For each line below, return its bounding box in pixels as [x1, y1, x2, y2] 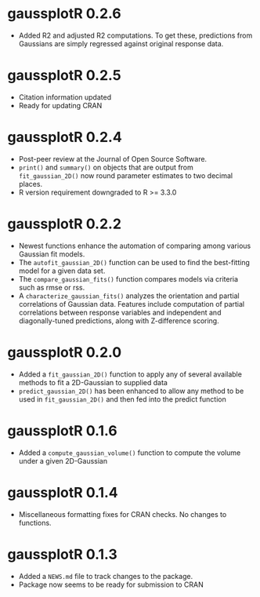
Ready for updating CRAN [18, 100, 103, 110]
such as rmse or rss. [18, 282, 85, 292]
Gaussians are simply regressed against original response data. [18, 38, 224, 48]
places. [18, 179, 43, 188]
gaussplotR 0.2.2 [7, 215, 122, 232]
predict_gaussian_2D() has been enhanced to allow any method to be [18, 386, 244, 395]
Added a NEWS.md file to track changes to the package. [18, 571, 193, 581]
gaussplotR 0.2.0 [7, 343, 122, 361]
